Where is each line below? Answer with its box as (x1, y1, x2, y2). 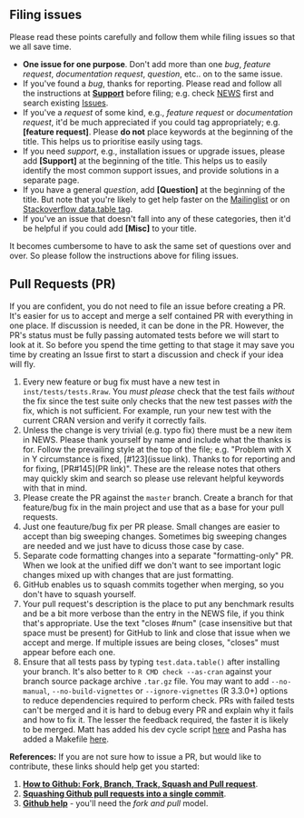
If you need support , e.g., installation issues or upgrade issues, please (22, 145, 286, 156)
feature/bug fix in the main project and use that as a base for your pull (22, 502, 284, 513)
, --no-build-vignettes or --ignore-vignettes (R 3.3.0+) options (46, 685, 289, 696)
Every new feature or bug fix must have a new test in (22, 376, 221, 387)
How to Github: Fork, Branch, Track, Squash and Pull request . (22, 778, 259, 789)
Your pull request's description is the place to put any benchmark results (22, 598, 295, 609)
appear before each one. (22, 646, 116, 657)
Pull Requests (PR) (9, 276, 116, 292)
